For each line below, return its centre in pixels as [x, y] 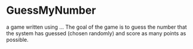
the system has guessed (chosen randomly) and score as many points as [96, 33]
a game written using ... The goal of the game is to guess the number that [96, 27]
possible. [17, 39]
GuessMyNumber [51, 10]
